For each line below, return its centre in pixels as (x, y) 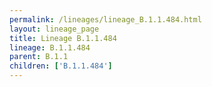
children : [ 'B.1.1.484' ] (61, 66)
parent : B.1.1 (39, 57)
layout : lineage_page (54, 29)
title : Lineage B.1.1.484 (63, 38)
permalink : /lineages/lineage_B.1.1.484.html (105, 19)
